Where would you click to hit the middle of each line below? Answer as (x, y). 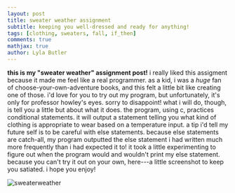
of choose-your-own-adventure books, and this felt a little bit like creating (114, 87)
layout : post (26, 14)
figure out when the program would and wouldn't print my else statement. (114, 154)
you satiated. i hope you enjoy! (52, 169)
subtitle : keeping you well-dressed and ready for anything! (99, 27)
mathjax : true (28, 46)
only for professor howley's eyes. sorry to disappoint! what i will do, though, (117, 102)
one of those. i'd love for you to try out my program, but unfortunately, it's (114, 94)
